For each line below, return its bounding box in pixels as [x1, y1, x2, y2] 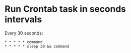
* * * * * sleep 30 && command [4, 44, 69, 49]
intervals [4, 14, 42, 25]
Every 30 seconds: [4, 30, 43, 36]
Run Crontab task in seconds [4, 3, 126, 15]
